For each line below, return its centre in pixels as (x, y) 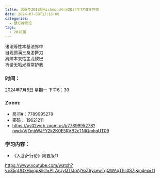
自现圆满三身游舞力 (24, 52)
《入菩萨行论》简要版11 (35, 155)
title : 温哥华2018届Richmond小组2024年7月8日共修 (52, 9)
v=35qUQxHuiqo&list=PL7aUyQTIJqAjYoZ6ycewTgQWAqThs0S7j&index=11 (80, 170)
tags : (10, 28)
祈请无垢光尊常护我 (24, 65)
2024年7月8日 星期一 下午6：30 (37, 90)
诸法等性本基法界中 (24, 46)
